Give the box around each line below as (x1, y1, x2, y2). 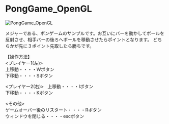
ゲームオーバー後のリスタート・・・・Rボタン (5, 107, 102, 113)
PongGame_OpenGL (5, 3, 93, 15)
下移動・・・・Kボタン (5, 90, 53, 96)
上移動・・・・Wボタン (5, 66, 54, 72)
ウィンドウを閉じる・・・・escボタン (5, 113, 84, 119)
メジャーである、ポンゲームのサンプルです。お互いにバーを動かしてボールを (5, 30, 164, 36)
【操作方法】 (5, 54, 32, 60)
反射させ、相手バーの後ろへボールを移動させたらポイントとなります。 (5, 36, 152, 43)
